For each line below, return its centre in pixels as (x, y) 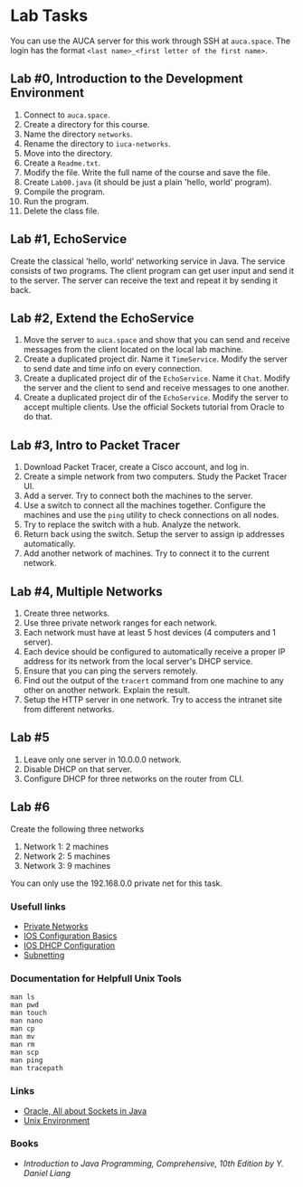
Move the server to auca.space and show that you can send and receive (156, 340)
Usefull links (38, 907)
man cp (23, 1029)
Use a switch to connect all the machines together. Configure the (144, 505)
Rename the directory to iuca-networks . (97, 143)
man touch (29, 1013)
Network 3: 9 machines (67, 865)
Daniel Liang (47, 1173)
